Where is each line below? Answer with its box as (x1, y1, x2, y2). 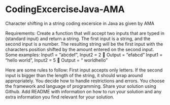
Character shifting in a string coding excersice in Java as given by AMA (5, 20, 155, 26)
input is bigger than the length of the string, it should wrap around (5, 72, 143, 78)
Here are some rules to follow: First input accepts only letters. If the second (5, 67, 163, 73)
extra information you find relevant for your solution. (5, 94, 114, 100)
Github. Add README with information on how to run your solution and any (5, 88, 161, 94)
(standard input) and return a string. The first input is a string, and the (5, 36, 151, 42)
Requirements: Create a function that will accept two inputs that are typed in (5, 30, 165, 36)
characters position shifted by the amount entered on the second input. (5, 46, 154, 52)
